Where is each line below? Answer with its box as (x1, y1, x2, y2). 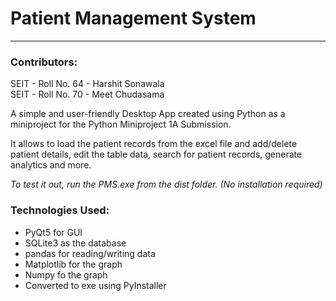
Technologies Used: (10, 203, 110, 217)
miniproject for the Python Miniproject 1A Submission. (10, 118, 232, 131)
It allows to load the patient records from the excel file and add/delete (10, 138, 298, 150)
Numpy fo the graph (24, 268, 108, 281)
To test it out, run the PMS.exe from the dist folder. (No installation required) (10, 178, 323, 191)
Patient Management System (10, 7, 257, 30)
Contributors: (10, 55, 78, 69)
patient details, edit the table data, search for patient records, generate (10, 148, 303, 161)
